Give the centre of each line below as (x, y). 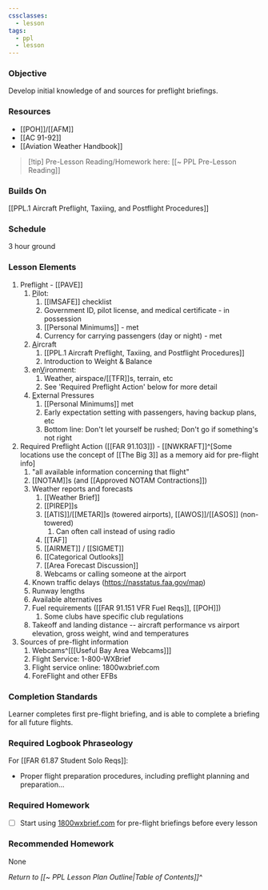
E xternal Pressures (63, 395)
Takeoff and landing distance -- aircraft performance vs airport (136, 624)
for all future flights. (41, 722)
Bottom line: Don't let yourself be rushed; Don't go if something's (151, 429)
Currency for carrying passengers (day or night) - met (133, 335)
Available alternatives (67, 599)
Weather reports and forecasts (82, 488)
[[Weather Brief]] (72, 497)
